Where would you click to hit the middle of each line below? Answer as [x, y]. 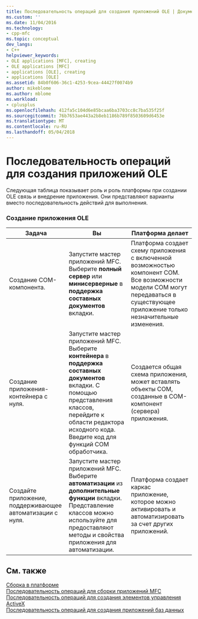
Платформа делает [160, 233]
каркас [141, 487]
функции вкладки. [95, 498]
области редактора [97, 422]
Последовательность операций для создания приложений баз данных [95, 610]
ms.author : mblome [29, 94]
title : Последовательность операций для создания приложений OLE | [91, 11]
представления [91, 400]
